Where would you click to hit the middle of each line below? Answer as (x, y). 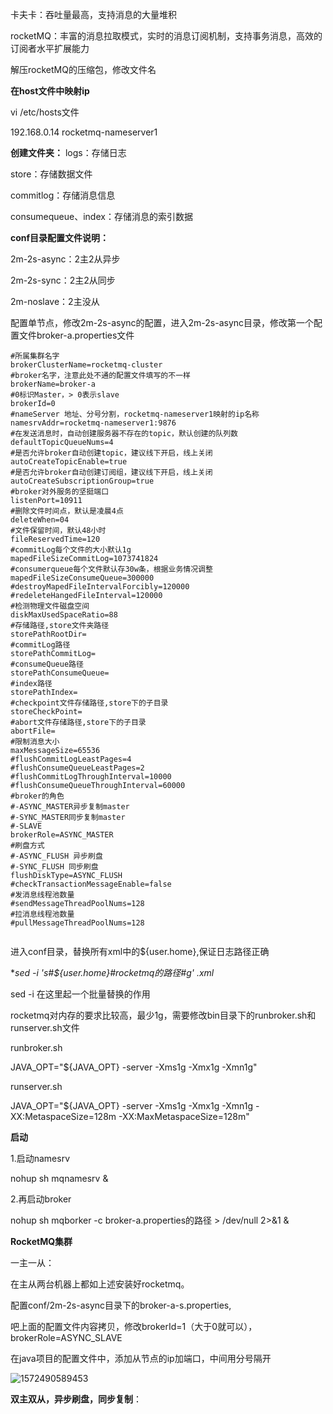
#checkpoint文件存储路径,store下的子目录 (89, 703)
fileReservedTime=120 (55, 539)
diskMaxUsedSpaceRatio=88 (64, 615)
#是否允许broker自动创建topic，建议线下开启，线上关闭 (111, 453)
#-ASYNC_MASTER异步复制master (70, 807)
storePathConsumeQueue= (60, 673)
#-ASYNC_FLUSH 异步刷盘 (56, 856)
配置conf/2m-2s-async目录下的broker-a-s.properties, (121, 1305)
